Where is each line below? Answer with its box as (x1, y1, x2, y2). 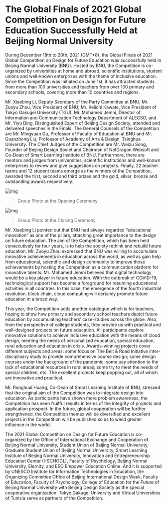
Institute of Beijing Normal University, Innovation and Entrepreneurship (5, 452, 150, 458)
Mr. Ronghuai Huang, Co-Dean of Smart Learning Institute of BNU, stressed (5, 384, 161, 390)
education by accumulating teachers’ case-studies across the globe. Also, (5, 316, 158, 322)
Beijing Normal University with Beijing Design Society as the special (5, 484, 144, 490)
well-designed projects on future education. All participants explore (5, 326, 144, 333)
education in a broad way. (5, 296, 58, 302)
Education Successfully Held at (5, 25, 138, 36)
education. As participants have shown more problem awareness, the (5, 395, 148, 401)
